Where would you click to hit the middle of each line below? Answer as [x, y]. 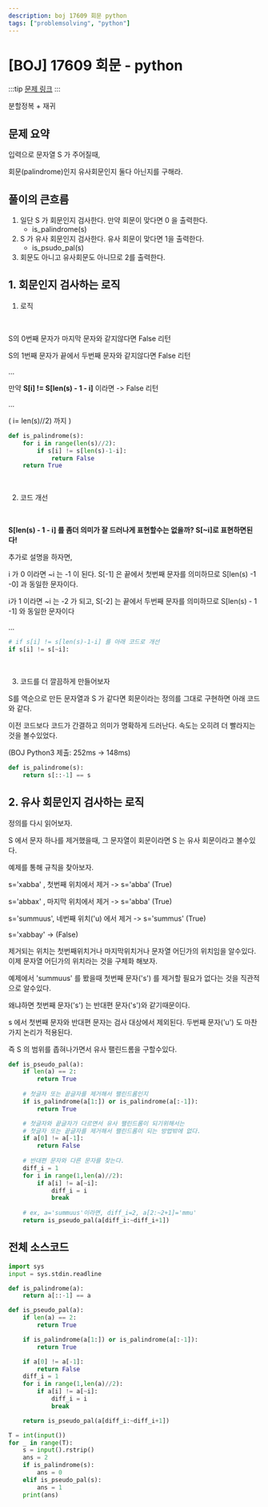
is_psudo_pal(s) [58, 248]
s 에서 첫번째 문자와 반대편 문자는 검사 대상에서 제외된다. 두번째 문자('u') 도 [126, 1022]
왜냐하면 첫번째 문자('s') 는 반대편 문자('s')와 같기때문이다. [99, 1005]
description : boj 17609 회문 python [68, 16]
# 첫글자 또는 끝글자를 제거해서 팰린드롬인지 [86, 1094]
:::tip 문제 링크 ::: [35, 89]
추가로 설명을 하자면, [40, 557]
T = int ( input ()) [37, 1435]
